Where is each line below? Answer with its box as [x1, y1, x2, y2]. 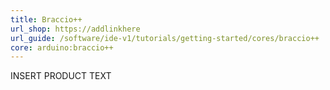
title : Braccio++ [10, 14, 83, 25]
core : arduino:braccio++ [10, 42, 114, 53]
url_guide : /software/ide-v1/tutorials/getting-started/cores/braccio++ [10, 33, 320, 43]
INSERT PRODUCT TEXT [10, 70, 112, 82]
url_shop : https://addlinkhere [10, 24, 141, 34]
